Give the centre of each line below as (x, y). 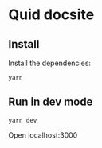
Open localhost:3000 (43, 135)
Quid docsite (51, 15)
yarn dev (23, 120)
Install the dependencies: (50, 63)
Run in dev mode (51, 102)
